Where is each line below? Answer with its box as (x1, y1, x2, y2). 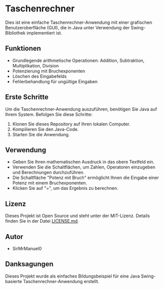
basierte (5, 278, 22, 284)
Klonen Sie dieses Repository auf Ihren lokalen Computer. (12, 121, 131, 127)
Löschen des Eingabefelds (12, 73, 67, 79)
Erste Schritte (5, 93, 49, 102)
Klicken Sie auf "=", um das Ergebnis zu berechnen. (12, 185, 118, 191)
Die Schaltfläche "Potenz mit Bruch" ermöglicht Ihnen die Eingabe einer (12, 174, 159, 181)
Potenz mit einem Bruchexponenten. (12, 180, 87, 186)
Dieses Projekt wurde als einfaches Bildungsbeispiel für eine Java (5, 273, 140, 279)
